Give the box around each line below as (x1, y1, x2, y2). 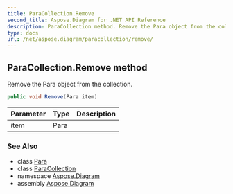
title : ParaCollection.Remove (7, 10, 95, 17)
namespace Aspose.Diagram (17, 172, 101, 180)
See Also (7, 141, 38, 151)
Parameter (10, 109, 46, 118)
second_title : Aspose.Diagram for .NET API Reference (7, 17, 166, 24)
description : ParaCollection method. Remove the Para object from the (7, 23, 216, 30)
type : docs (7, 29, 39, 37)
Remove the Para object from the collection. (7, 80, 133, 88)
